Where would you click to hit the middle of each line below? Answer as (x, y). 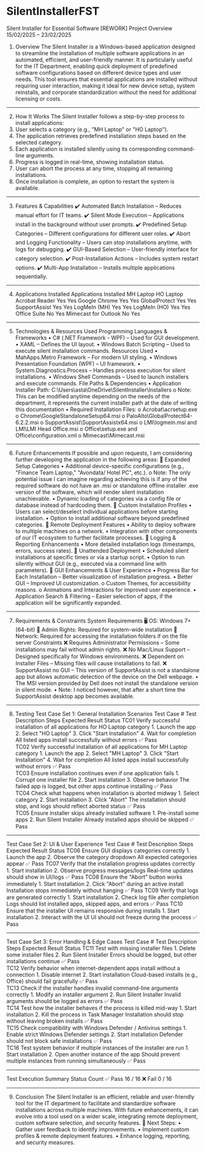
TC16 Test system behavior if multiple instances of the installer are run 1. (98, 1048)
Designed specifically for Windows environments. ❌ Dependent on (99, 656)
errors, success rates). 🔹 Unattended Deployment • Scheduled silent (102, 550)
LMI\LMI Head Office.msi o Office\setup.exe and (76, 429)
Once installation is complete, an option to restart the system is (95, 181)
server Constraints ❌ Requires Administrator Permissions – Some (97, 642)
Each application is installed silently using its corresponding (91, 149)
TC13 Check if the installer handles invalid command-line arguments (93, 988)
